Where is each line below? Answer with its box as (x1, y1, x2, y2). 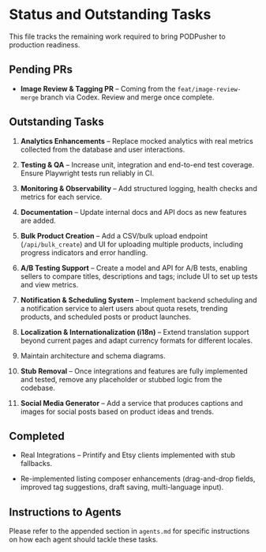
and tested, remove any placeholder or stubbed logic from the (20, 374, 223, 384)
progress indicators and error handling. (20, 247, 148, 257)
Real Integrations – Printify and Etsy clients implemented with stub (20, 450, 236, 460)
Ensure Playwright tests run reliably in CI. (20, 168, 155, 178)
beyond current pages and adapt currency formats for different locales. (20, 336, 253, 345)
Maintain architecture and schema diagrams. (20, 351, 167, 360)
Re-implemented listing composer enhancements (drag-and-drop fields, (20, 474, 256, 483)
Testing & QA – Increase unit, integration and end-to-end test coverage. (20, 160, 255, 169)
